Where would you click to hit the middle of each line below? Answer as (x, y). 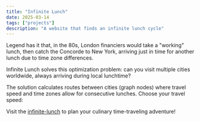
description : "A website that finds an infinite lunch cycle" (85, 28)
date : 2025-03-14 (28, 17)
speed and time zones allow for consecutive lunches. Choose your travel (96, 94)
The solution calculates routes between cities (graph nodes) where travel (96, 88)
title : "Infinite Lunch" (37, 12)
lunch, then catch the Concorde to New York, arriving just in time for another (100, 52)
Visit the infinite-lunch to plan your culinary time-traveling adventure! (91, 111)
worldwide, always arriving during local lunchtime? (69, 76)
